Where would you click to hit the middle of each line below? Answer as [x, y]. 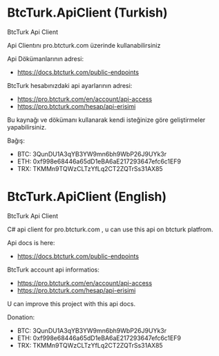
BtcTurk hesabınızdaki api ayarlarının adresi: [70, 85]
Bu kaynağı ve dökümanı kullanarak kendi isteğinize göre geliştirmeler [106, 120]
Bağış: [16, 141]
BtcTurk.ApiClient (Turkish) [87, 13]
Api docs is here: [31, 242]
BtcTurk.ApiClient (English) [87, 197]
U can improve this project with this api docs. [72, 303]
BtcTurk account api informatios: [54, 269]
